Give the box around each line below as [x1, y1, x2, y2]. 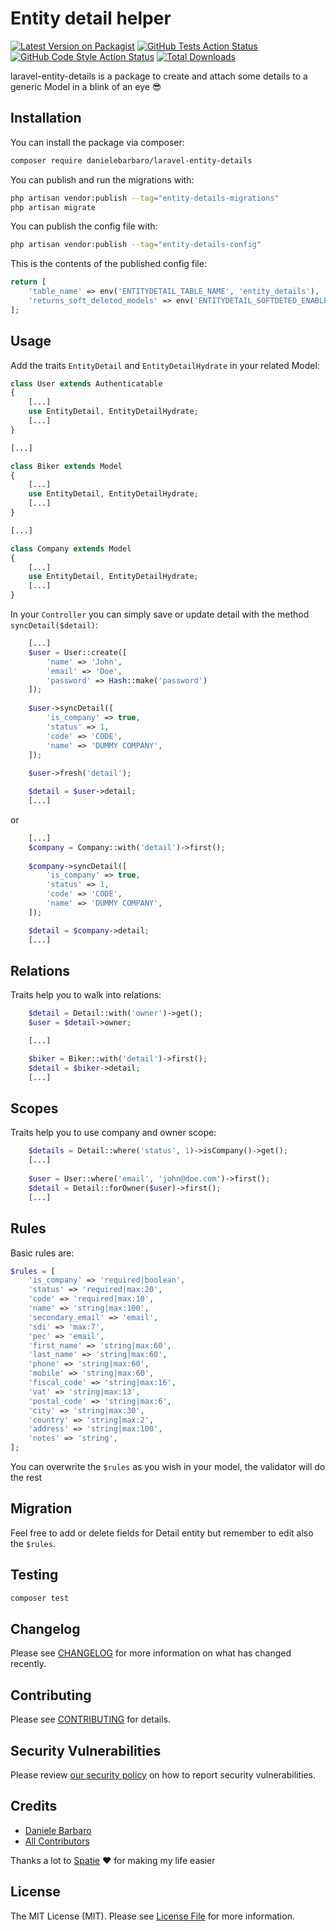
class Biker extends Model [10, 461, 123, 471]
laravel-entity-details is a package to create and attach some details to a [10, 70, 308, 82]
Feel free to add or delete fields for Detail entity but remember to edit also [10, 1527, 314, 1539]
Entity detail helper [10, 7, 172, 30]
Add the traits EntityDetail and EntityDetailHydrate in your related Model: [10, 359, 320, 371]
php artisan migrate [10, 202, 97, 212]
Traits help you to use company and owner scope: [10, 1127, 217, 1139]
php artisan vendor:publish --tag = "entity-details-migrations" [10, 193, 280, 203]
